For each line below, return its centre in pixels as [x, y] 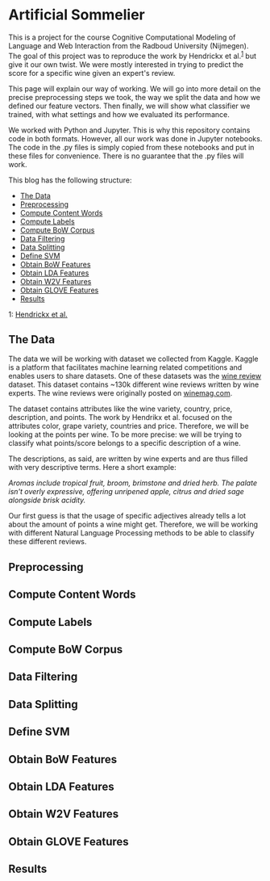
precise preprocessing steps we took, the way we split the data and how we [134, 97]
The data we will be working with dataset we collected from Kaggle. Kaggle [133, 359]
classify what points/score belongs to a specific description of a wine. [125, 443]
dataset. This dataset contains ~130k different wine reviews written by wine [134, 384]
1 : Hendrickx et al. [38, 314]
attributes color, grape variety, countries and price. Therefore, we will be [129, 426]
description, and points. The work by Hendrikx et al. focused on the [120, 417]
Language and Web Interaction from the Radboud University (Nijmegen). [129, 45]
